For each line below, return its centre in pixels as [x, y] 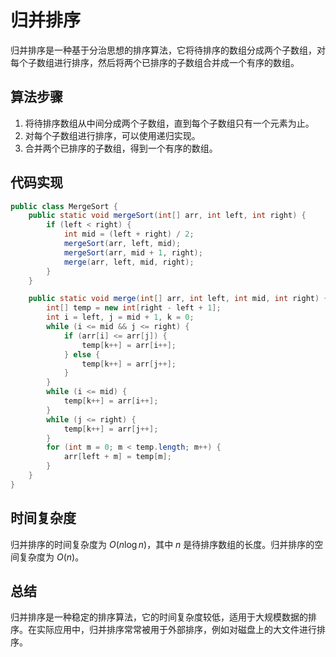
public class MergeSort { [64, 206]
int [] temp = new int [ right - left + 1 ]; [134, 308]
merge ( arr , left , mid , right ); [129, 262]
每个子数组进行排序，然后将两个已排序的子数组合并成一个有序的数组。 [155, 62]
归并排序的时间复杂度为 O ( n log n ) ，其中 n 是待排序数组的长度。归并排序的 [162, 544]
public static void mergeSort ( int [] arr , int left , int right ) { [167, 216]
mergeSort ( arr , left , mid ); [122, 244]
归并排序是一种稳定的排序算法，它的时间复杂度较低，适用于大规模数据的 [159, 617]
